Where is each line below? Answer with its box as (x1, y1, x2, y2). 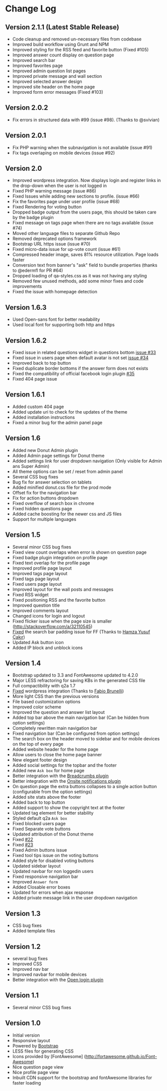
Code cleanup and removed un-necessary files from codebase (12, 36, 142, 42)
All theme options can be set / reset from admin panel (12, 468, 123, 474)
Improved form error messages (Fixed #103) (12, 89, 104, 95)
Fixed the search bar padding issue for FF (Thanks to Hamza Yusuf (12, 629, 151, 635)
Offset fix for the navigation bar (12, 489, 77, 495)
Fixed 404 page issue (12, 376, 57, 382)
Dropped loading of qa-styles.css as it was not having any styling (12, 273, 147, 279)
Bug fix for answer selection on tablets (12, 479, 92, 485)
